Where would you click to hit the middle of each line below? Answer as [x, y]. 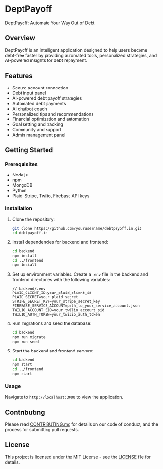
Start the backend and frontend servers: [53, 351]
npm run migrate [29, 337]
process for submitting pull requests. [42, 430]
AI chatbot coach [30, 109]
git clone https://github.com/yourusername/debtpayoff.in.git [77, 228]
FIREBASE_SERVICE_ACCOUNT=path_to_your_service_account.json [76, 306]
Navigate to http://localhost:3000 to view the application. [64, 397]
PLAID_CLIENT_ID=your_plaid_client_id [52, 293]
